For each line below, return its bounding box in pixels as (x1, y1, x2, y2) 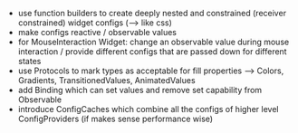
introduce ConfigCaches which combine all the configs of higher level (17, 104, 279, 114)
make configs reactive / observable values (17, 27, 177, 37)
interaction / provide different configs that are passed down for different (17, 46, 287, 57)
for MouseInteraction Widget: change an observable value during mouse (17, 36, 290, 47)
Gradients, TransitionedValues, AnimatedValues (17, 75, 197, 85)
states (17, 56, 42, 66)
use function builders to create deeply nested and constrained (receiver (17, 8, 287, 18)
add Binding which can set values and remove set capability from (17, 85, 263, 95)
